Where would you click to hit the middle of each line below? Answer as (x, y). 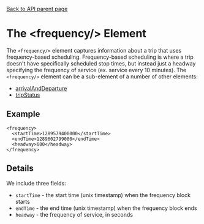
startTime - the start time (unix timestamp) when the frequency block (103, 195)
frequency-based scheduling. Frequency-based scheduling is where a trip (100, 57)
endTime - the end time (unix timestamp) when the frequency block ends (106, 208)
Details (20, 169)
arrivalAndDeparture (41, 88)
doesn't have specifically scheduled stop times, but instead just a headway (101, 63)
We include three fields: (36, 183)
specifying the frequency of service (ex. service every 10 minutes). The (96, 70)
